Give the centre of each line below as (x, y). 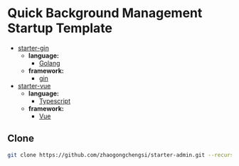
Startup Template (60, 28)
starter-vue (34, 85)
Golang (49, 63)
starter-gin (33, 48)
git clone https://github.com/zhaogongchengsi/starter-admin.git (106, 155)
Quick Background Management (105, 13)
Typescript (55, 100)
